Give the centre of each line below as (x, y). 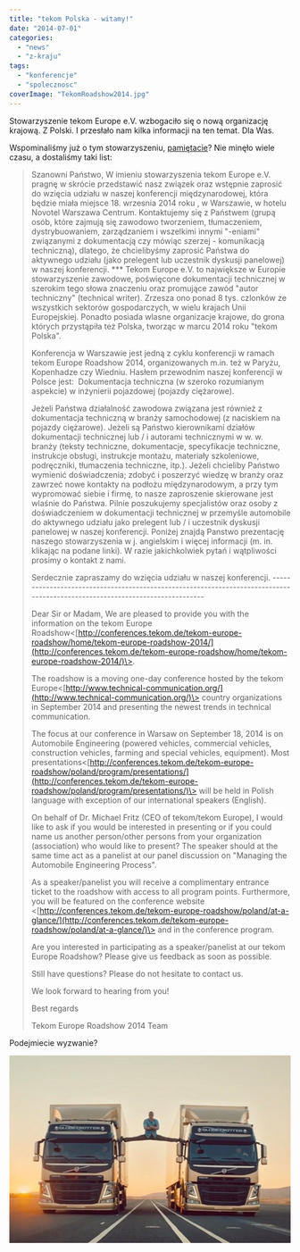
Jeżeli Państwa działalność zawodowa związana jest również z (147, 408)
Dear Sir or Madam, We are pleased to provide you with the (140, 613)
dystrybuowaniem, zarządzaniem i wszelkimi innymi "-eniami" (146, 231)
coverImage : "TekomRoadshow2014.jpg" (79, 94)
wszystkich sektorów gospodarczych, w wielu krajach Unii (139, 307)
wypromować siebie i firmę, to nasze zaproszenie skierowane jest (152, 493)
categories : (31, 38)
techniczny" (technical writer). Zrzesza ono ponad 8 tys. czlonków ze (159, 297)
